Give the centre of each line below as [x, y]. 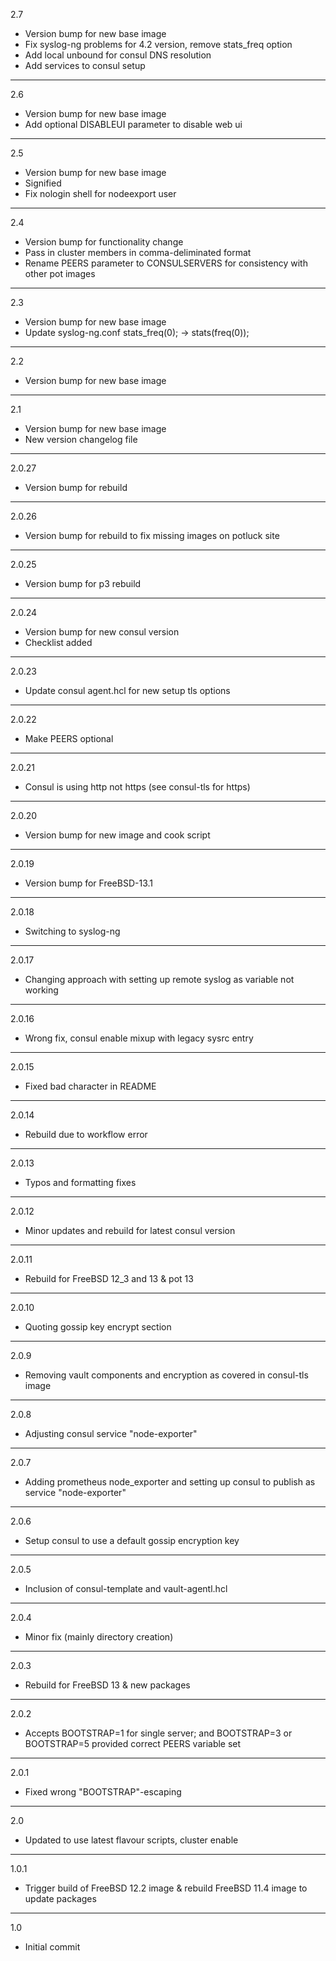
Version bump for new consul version [102, 632]
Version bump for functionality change [104, 242]
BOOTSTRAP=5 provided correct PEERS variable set [133, 1743]
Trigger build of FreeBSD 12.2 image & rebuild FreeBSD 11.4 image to [166, 1888]
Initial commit [52, 1947]
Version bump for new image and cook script [117, 835]
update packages [60, 1898]
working [41, 990]
